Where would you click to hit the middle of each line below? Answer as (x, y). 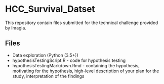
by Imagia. (16, 28)
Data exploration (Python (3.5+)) (45, 55)
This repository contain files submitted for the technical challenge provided (82, 23)
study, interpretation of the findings (48, 76)
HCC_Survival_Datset (50, 9)
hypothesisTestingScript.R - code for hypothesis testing (69, 60)
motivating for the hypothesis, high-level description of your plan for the (86, 71)
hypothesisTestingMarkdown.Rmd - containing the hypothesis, (76, 65)
